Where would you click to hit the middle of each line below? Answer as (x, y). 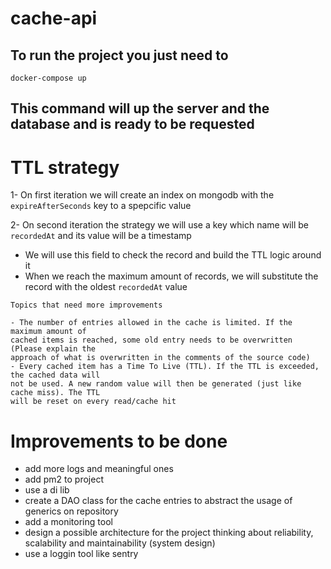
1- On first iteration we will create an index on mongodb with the (142, 195)
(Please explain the (53, 349)
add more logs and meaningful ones (99, 469)
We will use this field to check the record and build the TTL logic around (173, 255)
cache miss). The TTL (55, 393)
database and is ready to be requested (132, 124)
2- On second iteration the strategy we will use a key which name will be (159, 225)
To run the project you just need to (119, 55)
